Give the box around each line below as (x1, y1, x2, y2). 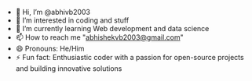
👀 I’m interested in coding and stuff (15, 16, 130, 25)
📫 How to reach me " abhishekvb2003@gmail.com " (15, 33, 184, 42)
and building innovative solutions (15, 64, 122, 73)
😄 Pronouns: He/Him (15, 44, 85, 53)
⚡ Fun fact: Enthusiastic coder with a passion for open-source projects (15, 53, 245, 62)
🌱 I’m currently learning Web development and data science (15, 24, 210, 33)
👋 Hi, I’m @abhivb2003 (15, 8, 90, 16)
